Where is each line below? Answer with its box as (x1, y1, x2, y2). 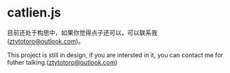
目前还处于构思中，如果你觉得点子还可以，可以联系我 (7, 28, 158, 36)
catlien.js (7, 5, 62, 21)
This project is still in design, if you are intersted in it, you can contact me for (7, 50, 224, 59)
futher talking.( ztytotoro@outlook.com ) (7, 58, 118, 66)
